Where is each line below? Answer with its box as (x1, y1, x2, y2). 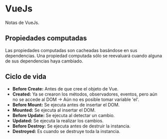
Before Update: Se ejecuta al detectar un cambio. (12, 112, 115, 118)
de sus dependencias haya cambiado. (5, 58, 83, 64)
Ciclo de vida (5, 72, 46, 81)
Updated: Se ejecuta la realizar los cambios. (12, 117, 104, 123)
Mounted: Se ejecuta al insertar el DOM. (12, 107, 96, 113)
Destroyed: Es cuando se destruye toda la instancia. (12, 128, 121, 134)
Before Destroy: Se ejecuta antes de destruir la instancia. (12, 123, 131, 129)
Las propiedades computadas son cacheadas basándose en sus (5, 47, 138, 53)
